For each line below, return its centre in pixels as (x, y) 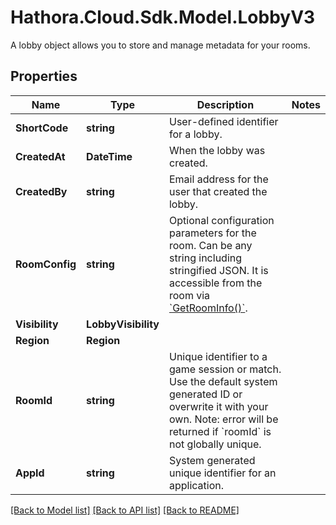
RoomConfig (46, 264)
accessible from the (215, 283)
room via (189, 295)
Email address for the (218, 179)
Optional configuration (221, 220)
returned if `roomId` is (220, 431)
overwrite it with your (218, 406)
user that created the (218, 191)
